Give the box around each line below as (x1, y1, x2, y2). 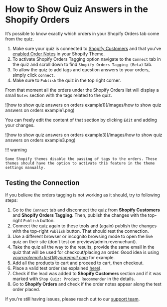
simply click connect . (12, 72, 55, 78)
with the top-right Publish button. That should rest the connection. (12, 228, 149, 234)
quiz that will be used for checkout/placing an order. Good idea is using (12, 249, 160, 255)
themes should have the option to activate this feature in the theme (5, 160, 155, 165)
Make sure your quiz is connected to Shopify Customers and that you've (12, 45, 162, 51)
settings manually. (5, 165, 46, 170)
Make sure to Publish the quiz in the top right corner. (12, 77, 121, 83)
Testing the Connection (5, 178, 80, 187)
